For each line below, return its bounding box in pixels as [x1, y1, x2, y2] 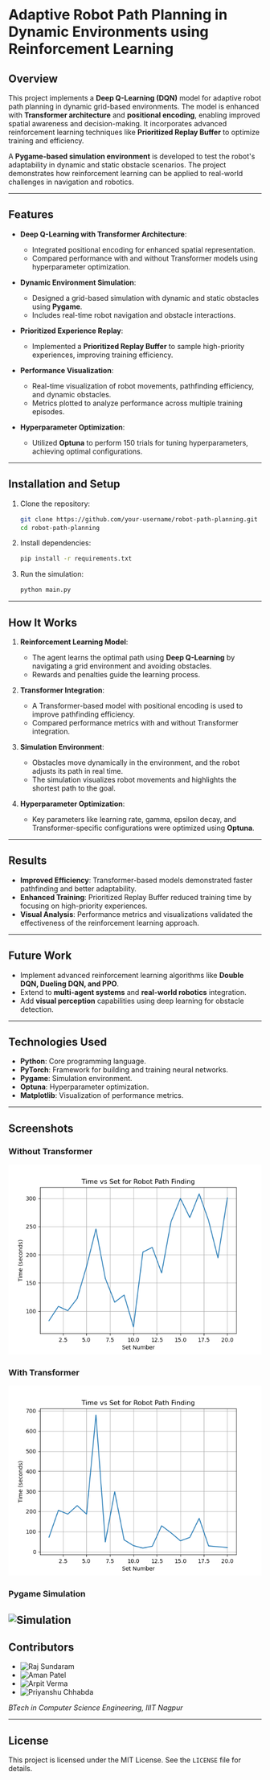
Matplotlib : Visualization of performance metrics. [19, 1091, 184, 1100]
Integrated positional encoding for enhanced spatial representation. [31, 245, 256, 254]
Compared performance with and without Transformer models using [31, 253, 259, 263]
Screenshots [8, 1121, 74, 1135]
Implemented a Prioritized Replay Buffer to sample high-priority [31, 341, 245, 351]
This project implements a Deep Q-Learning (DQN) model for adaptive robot [8, 93, 261, 102]
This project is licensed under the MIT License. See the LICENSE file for [8, 1755, 241, 1765]
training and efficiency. [8, 136, 84, 146]
